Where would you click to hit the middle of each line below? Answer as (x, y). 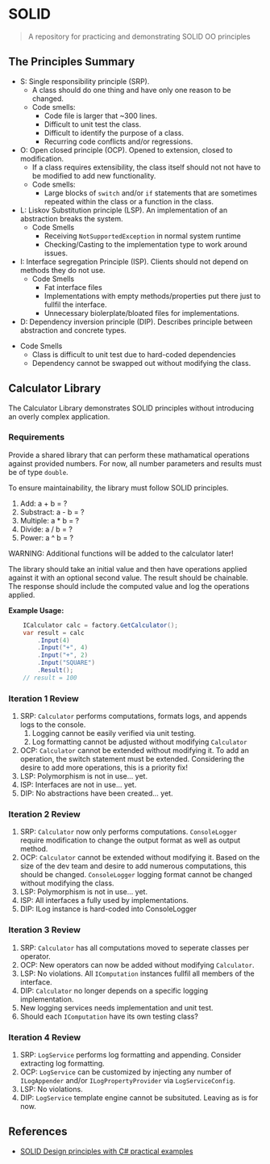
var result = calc (54, 632)
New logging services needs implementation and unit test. (116, 1007)
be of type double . (38, 472)
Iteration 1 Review (44, 698)
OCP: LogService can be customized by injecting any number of (126, 1072)
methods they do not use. (62, 270)
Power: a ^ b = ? (47, 537)
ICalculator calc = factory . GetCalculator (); (101, 625)
